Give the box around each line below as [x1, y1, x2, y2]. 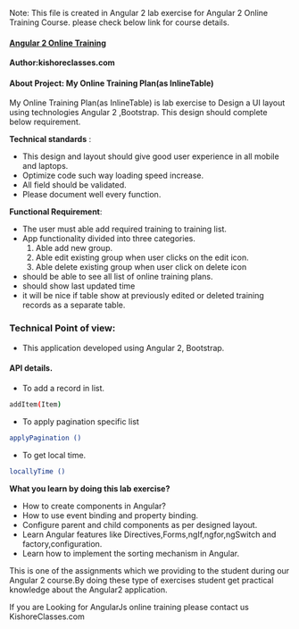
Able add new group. [35, 243, 113, 254]
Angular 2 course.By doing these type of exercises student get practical [9, 574, 274, 585]
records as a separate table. [21, 299, 126, 311]
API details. [9, 363, 54, 373]
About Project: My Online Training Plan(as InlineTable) [9, 78, 214, 88]
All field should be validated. [21, 180, 127, 190]
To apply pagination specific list [21, 415, 140, 427]
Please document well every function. [21, 189, 162, 200]
